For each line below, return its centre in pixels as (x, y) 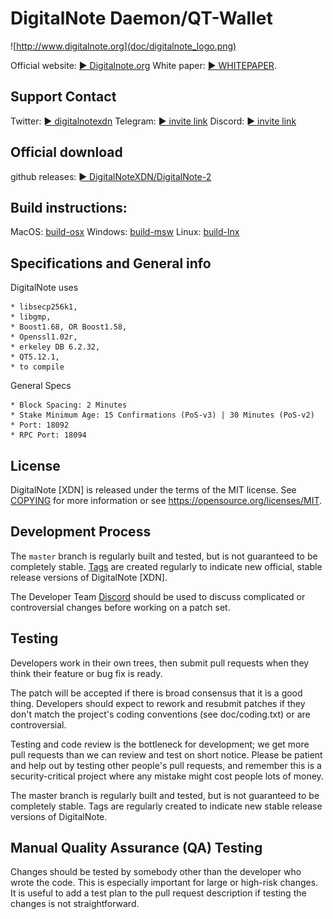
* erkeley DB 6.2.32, (55, 347)
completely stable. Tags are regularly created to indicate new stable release (166, 806)
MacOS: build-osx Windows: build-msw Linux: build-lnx (125, 232)
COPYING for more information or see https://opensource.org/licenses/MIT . (166, 500)
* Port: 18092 (40, 425)
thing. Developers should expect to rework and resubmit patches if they (158, 703)
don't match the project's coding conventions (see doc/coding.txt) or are (160, 714)
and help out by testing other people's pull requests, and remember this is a (166, 765)
